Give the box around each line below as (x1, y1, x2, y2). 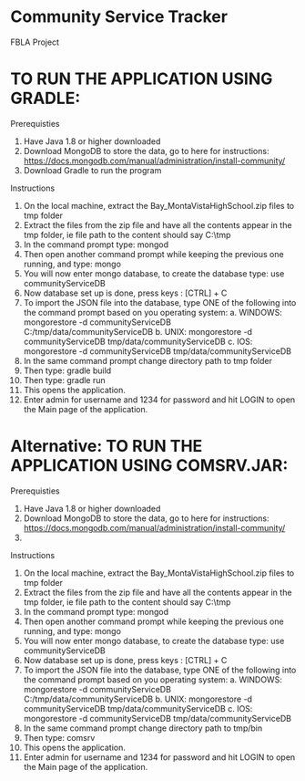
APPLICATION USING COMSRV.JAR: (10, 455, 289, 476)
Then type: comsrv (23, 732, 96, 743)
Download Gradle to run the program (23, 164, 162, 175)
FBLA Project (10, 36, 60, 47)
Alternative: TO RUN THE (10, 436, 203, 457)
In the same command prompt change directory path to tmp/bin (23, 723, 263, 734)
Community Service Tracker (10, 6, 229, 27)
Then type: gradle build (23, 365, 112, 376)
